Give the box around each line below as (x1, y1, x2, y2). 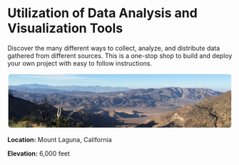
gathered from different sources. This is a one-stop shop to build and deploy (7, 51, 233, 60)
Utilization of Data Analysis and (7, 5, 198, 21)
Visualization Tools (7, 20, 123, 36)
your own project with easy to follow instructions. (7, 59, 152, 67)
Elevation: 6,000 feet (7, 149, 70, 158)
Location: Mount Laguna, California (7, 135, 112, 144)
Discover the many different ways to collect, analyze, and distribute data (7, 44, 220, 52)
